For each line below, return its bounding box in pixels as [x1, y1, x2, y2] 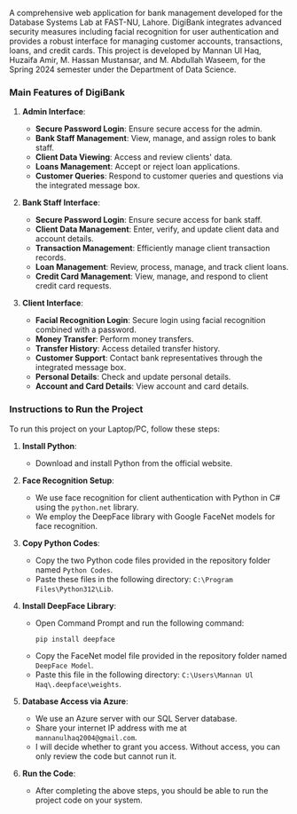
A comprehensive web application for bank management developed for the [9, 8, 284, 18]
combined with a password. [35, 324, 137, 336]
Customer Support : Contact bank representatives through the [35, 352, 263, 363]
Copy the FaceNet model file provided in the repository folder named [35, 651, 287, 661]
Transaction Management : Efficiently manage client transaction [35, 243, 270, 254]
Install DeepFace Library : [21, 600, 117, 611]
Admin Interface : [21, 107, 86, 117]
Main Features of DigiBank [9, 86, 126, 99]
